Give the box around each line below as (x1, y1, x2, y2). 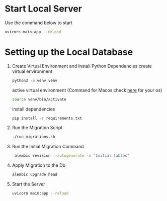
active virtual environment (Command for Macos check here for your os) (12, 87, 162, 93)
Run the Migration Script (12, 125, 63, 131)
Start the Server (12, 181, 45, 187)
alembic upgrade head (12, 172, 57, 177)
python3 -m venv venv (12, 78, 58, 83)
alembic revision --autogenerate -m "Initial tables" (14, 153, 130, 158)
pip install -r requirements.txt (12, 116, 82, 121)
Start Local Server (5, 3, 82, 15)
